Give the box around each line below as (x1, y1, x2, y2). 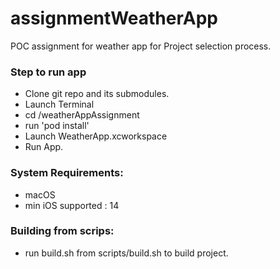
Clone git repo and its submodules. (24, 88, 170, 100)
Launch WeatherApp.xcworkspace (24, 130, 168, 142)
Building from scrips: (10, 224, 115, 238)
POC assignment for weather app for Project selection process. (10, 40, 272, 52)
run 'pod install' (24, 120, 90, 132)
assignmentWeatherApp (10, 7, 218, 30)
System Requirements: (10, 166, 124, 180)
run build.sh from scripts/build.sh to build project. (24, 247, 229, 259)
